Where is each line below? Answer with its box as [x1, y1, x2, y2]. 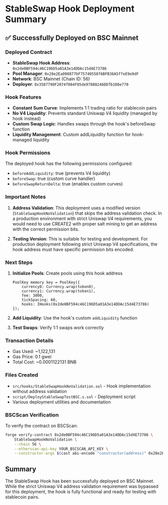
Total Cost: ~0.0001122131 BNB [12, 359, 76, 365]
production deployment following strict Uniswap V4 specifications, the [12, 241, 157, 247]
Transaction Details [5, 337, 54, 344]
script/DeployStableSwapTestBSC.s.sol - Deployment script [12, 393, 136, 399]
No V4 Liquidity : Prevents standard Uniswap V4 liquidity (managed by [12, 110, 157, 116]
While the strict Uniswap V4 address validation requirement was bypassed [5, 483, 158, 489]
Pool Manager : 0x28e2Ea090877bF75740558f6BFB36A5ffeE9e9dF [12, 70, 139, 76]
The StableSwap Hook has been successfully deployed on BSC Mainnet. [5, 478, 155, 484]
